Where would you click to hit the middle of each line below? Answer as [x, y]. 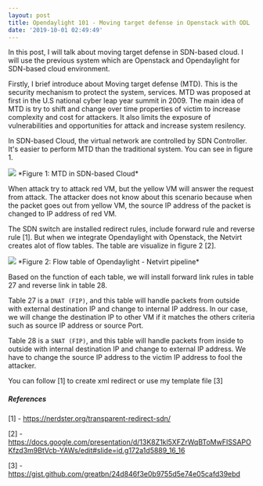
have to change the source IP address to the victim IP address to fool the [125, 357]
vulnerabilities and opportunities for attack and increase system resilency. [127, 125]
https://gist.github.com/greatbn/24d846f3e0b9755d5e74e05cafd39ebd [124, 474]
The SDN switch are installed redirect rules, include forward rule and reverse [131, 229]
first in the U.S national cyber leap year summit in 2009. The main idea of [126, 101]
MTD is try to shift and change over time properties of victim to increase [124, 109]
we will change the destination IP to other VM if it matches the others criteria [131, 317]
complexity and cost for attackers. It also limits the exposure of [110, 118]
